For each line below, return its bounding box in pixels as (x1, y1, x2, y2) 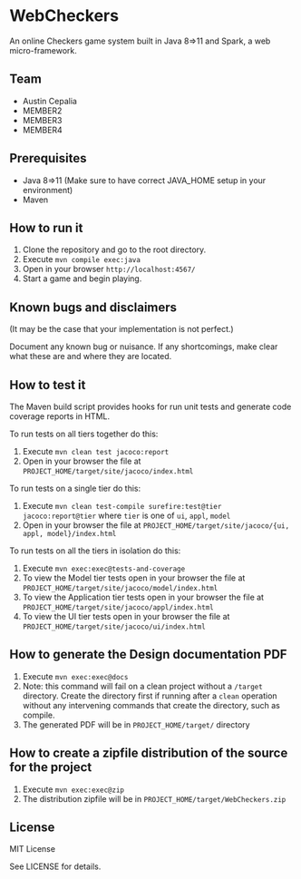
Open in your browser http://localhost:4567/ (22, 264, 196, 275)
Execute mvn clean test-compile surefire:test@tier (22, 501, 222, 511)
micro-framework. (9, 44, 77, 55)
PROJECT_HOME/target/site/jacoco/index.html (22, 467, 194, 476)
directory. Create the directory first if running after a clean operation (22, 690, 278, 701)
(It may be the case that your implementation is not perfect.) (9, 324, 234, 335)
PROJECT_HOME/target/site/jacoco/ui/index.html (22, 622, 206, 631)
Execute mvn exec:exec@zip (22, 784, 125, 795)
